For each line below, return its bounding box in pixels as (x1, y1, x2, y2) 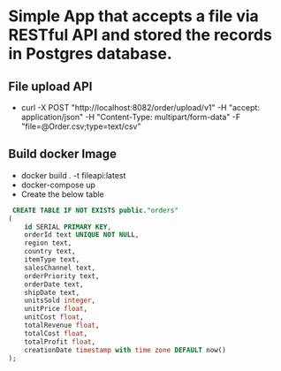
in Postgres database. (8, 44, 173, 64)
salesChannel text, (24, 263, 96, 272)
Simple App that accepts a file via (8, 6, 260, 26)
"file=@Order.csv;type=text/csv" (20, 121, 141, 132)
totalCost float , (24, 329, 88, 337)
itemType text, (24, 255, 80, 264)
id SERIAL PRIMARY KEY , (24, 223, 112, 231)
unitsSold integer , (24, 296, 96, 306)
